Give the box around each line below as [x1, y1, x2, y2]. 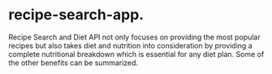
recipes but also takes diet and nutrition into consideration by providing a [8, 40, 253, 50]
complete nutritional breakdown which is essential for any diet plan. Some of [8, 49, 265, 59]
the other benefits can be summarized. [8, 58, 139, 68]
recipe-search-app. [8, 6, 145, 24]
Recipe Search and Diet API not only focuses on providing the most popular [8, 32, 261, 42]
